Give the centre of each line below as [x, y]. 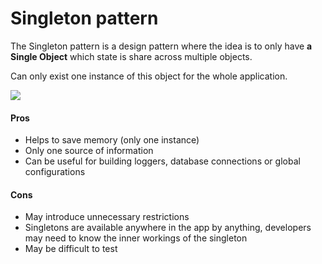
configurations [55, 172]
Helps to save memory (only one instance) [112, 140]
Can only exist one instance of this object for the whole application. [149, 76]
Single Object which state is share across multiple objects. [131, 56]
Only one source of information [89, 151]
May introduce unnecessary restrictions [107, 217]
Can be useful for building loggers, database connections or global [162, 161]
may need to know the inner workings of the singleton [136, 238]
